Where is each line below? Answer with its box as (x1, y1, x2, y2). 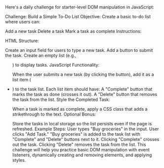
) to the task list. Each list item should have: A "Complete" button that (12, 86, 153, 92)
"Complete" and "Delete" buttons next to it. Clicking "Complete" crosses (12, 137, 160, 142)
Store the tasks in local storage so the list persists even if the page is (12, 121, 152, 126)
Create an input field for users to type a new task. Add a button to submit (5, 48, 153, 53)
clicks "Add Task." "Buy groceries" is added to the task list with (12, 131, 140, 137)
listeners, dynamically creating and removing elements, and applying (12, 152, 152, 158)
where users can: (5, 19, 40, 24)
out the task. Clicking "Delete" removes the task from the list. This (12, 142, 146, 147)
